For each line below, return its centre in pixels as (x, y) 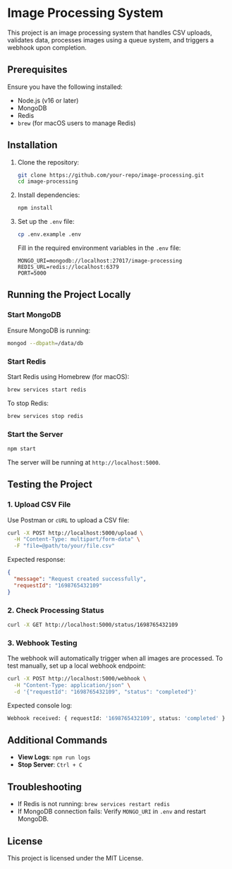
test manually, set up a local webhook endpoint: (77, 666)
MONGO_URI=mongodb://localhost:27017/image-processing (100, 261)
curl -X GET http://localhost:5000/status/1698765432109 (93, 625)
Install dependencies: (49, 195)
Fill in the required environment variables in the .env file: (99, 248)
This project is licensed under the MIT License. (75, 858)
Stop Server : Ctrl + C (50, 765)
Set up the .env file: (46, 222)
